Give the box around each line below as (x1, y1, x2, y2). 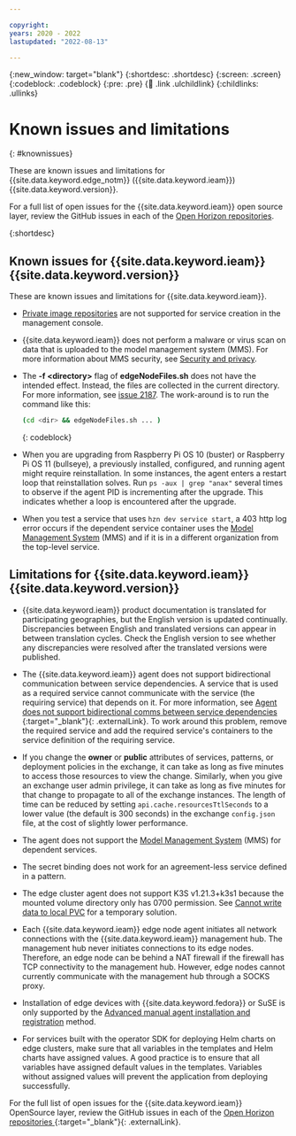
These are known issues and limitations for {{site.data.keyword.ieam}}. (9, 291, 268, 302)
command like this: (21, 399, 91, 410)
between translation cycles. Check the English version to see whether (21, 632, 277, 643)
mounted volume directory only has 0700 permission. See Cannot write (21, 897, 283, 908)
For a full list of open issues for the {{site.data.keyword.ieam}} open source (9, 201, 284, 213)
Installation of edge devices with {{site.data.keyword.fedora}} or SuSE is (21, 997, 285, 1008)
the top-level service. (21, 542, 100, 552)
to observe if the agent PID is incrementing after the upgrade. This (21, 487, 263, 497)
